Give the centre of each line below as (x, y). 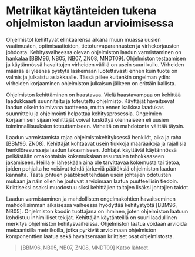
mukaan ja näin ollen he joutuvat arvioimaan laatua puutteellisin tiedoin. (92, 181)
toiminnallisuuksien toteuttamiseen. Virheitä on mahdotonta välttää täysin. (95, 126)
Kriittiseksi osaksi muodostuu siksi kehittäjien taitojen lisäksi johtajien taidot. (98, 187)
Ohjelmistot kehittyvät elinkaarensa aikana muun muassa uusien (83, 39)
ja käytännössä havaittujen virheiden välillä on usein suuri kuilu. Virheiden (95, 64)
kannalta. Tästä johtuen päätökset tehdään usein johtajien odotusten (89, 175)
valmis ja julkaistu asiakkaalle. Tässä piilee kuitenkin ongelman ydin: (88, 77)
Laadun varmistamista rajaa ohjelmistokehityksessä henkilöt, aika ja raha (94, 137)
